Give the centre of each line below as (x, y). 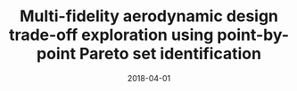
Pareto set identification (170, 54)
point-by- (253, 35)
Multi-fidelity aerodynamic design (149, 16)
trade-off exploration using (111, 35)
